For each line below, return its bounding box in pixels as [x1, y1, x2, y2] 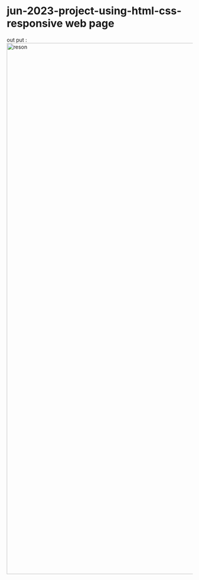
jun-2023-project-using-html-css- [6, 4, 182, 18]
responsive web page [6, 17, 115, 30]
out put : [6, 36, 27, 43]
